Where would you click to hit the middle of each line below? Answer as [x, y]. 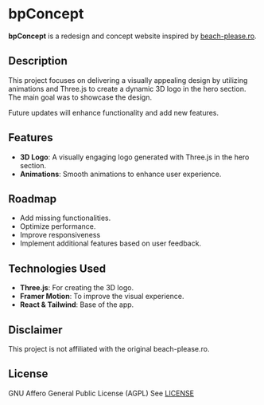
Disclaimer [35, 330]
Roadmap [33, 199]
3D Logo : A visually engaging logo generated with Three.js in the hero [134, 157]
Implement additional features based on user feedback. [110, 243]
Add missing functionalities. [65, 218]
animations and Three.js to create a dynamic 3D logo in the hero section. [127, 88]
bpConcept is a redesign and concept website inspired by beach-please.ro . [132, 36]
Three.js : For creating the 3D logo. [76, 288]
